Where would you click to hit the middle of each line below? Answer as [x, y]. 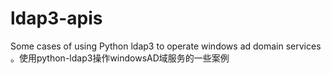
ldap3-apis [56, 18]
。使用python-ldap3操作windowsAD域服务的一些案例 [120, 58]
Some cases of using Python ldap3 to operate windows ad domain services [166, 46]
